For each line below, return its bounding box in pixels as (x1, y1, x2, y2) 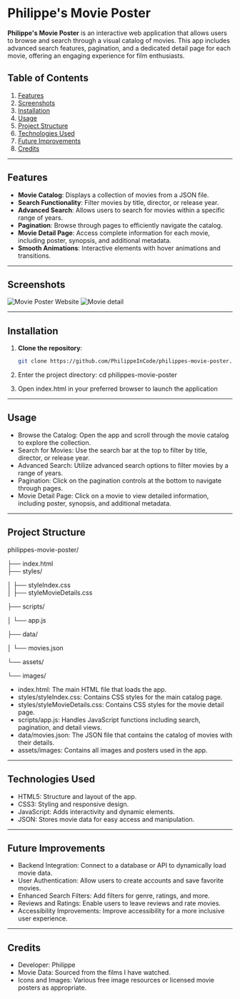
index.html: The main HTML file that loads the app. (17, 685, 167, 693)
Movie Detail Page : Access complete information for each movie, (17, 229, 211, 237)
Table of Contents (7, 72, 89, 84)
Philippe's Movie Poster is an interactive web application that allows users (7, 29, 227, 37)
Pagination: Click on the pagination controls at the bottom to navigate (17, 476, 222, 485)
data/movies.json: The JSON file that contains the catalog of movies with (17, 731, 233, 739)
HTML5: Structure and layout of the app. (17, 792, 137, 800)
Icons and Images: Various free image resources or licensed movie (17, 976, 214, 985)
